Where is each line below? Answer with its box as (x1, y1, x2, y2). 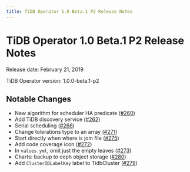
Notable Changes (6, 94, 72, 104)
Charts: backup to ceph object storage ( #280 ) (14, 153, 126, 160)
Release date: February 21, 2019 (6, 66, 84, 73)
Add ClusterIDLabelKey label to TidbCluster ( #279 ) (14, 160, 138, 167)
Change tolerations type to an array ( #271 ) (14, 129, 118, 136)
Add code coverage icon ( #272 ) (14, 141, 92, 148)
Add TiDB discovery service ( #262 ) (14, 116, 101, 123)
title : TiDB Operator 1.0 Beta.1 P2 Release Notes (6, 8, 133, 15)
